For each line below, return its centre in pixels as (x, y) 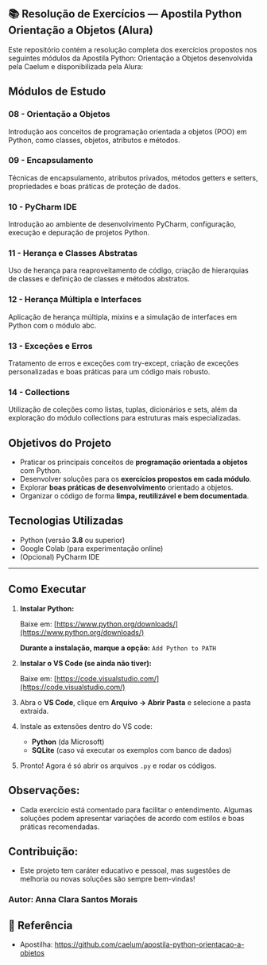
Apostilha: (36, 944)
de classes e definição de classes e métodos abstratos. (99, 279)
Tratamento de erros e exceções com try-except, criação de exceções (124, 363)
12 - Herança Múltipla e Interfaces (75, 300)
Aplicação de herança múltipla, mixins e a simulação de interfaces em (122, 316)
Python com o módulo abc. (52, 325)
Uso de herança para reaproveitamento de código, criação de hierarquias (128, 270)
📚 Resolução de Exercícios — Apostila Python (125, 14)
